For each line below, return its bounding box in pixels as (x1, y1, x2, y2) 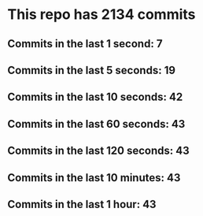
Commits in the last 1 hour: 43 (7, 197, 157, 210)
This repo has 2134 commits (7, 6, 196, 24)
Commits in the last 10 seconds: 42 (7, 91, 183, 104)
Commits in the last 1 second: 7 (7, 37, 163, 50)
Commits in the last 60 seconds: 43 (7, 117, 186, 131)
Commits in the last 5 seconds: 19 (7, 63, 176, 76)
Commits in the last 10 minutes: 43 (7, 171, 181, 184)
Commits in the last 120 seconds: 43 (7, 144, 190, 158)
